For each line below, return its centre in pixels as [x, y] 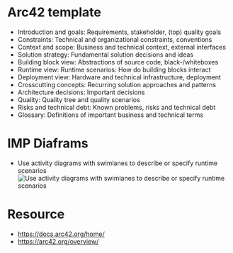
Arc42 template [54, 12]
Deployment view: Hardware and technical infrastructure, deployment [119, 77]
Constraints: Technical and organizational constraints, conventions [115, 39]
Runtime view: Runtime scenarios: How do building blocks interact [114, 69]
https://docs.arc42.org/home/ [61, 234]
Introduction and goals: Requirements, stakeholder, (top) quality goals [119, 32]
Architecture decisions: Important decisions [81, 92]
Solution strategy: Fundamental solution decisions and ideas [105, 55]
